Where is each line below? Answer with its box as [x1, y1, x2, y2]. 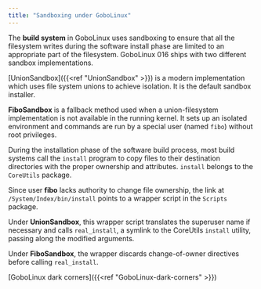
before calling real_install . [8, 257, 99, 266]
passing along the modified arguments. [8, 233, 135, 243]
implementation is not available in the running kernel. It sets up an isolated [8, 113, 248, 122]
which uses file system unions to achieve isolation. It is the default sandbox [8, 81, 252, 91]
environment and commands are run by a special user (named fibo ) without [8, 121, 253, 131]
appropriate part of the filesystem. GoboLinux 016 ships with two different [8, 49, 247, 59]
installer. [8, 89, 35, 99]
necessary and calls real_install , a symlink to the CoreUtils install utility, [8, 225, 252, 235]
